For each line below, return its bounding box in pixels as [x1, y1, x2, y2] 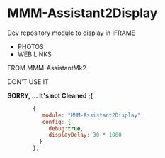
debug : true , [48, 125, 84, 132]
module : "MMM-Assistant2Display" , [42, 112, 144, 119]
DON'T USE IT [7, 77, 50, 86]
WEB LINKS [17, 50, 52, 58]
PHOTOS [17, 42, 44, 51]
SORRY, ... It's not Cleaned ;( [7, 91, 93, 100]
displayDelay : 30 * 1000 [48, 132, 122, 139]
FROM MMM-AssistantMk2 [7, 63, 86, 72]
